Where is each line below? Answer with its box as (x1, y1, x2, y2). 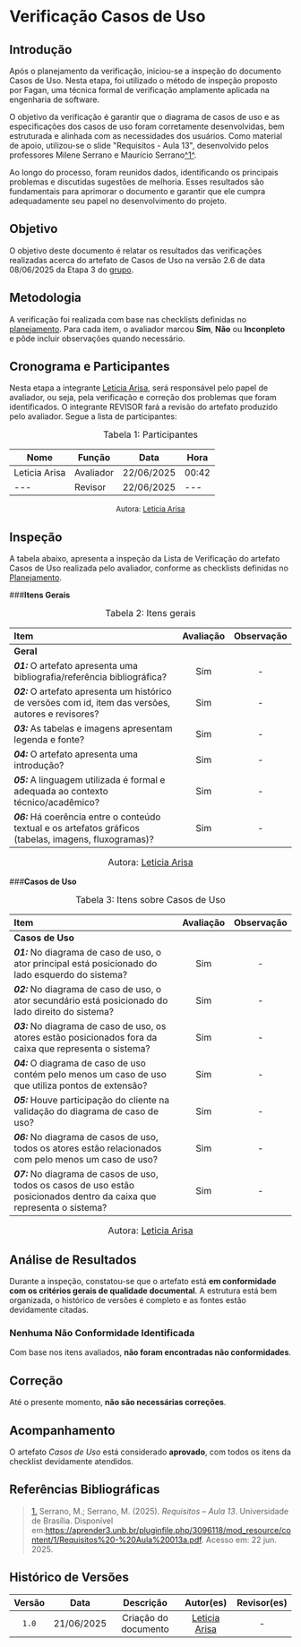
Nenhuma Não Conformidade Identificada (9, 1326, 195, 1339)
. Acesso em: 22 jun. (201, 1534, 278, 1545)
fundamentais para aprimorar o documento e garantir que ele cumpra (9, 186, 266, 196)
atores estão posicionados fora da (13, 1032, 158, 1044)
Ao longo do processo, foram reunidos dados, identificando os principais (9, 167, 279, 177)
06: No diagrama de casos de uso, (13, 1131, 159, 1144)
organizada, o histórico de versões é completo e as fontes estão (9, 1295, 246, 1306)
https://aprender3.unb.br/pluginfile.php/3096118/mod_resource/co (45, 1524, 291, 1535)
